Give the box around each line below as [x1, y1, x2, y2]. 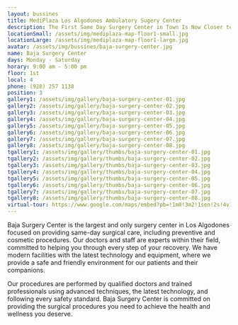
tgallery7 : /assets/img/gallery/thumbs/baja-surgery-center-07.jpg [7, 188, 211, 195]
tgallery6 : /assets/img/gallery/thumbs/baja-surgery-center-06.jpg [7, 181, 211, 188]
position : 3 [7, 89, 42, 96]
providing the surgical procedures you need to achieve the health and [7, 302, 210, 310]
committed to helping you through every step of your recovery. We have [7, 244, 218, 251]
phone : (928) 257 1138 [7, 83, 74, 90]
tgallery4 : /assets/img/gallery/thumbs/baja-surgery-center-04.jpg [7, 168, 211, 176]
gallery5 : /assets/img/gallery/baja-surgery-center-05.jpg [7, 122, 186, 130]
